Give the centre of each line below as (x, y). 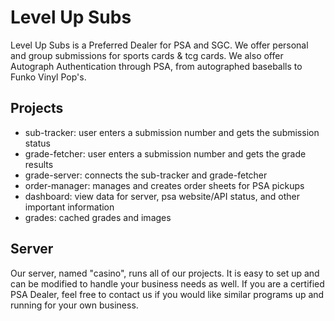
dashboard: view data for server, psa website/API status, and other (162, 196)
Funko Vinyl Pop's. (48, 77)
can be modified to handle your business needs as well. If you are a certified (167, 283)
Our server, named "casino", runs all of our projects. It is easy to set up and (165, 273)
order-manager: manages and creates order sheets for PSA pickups (164, 185)
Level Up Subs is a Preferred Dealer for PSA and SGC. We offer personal (159, 45)
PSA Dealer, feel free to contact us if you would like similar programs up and (167, 294)
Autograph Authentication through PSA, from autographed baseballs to (156, 66)
